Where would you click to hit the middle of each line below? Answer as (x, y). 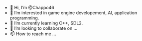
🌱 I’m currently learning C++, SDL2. (46, 23)
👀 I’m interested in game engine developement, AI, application (73, 13)
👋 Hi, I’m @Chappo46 (32, 8)
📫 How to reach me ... (33, 34)
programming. (24, 18)
